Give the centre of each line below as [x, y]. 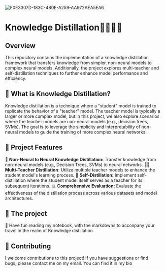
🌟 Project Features [34, 148]
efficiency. [16, 78]
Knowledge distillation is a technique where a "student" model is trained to [81, 105]
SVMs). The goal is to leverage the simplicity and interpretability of [73, 127]
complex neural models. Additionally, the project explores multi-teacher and [82, 68]
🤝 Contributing [28, 246]
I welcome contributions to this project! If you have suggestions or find [77, 258]
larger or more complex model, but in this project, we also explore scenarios [82, 116]
